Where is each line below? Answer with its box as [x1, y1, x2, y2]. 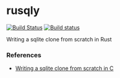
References [6, 51, 42, 59]
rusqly [6, 4, 40, 18]
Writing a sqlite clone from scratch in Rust [6, 35, 112, 43]
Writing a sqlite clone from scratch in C [15, 65, 114, 72]
